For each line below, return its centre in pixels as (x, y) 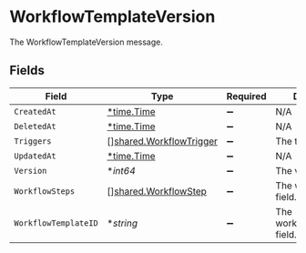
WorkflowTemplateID (56, 223)
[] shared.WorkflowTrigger (163, 141)
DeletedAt (35, 126)
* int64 (122, 170)
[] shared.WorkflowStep (157, 191)
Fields (27, 71)
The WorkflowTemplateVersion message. (87, 42)
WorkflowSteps (45, 191)
